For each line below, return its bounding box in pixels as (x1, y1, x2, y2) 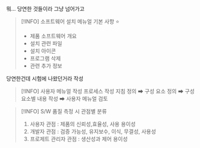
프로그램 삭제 (29, 55, 61, 61)
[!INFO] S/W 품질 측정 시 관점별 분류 (20, 108, 107, 115)
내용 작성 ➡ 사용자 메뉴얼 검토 (37, 95, 108, 102)
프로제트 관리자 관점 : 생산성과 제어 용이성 (29, 135, 128, 142)
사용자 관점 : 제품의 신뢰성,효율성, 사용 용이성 (29, 121, 136, 127)
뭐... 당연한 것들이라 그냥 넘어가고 (6, 5, 85, 12)
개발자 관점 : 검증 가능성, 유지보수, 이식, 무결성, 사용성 (29, 128, 156, 135)
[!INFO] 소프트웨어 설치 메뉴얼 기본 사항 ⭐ (20, 18, 120, 25)
